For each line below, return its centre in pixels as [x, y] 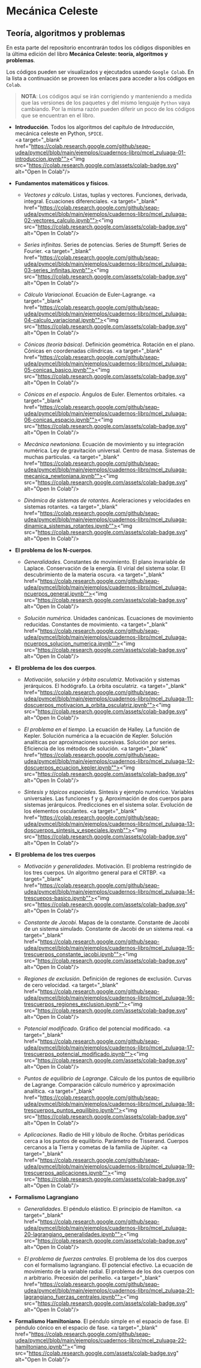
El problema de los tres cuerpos [55, 855]
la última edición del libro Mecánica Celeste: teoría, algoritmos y [87, 54]
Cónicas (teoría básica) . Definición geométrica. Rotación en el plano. [109, 344]
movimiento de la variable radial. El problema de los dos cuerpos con [109, 1271]
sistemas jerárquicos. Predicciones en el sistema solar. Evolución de [108, 805]
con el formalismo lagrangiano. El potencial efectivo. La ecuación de [108, 1265]
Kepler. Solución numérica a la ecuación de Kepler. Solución [98, 736]
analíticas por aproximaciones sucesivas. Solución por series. [100, 742]
